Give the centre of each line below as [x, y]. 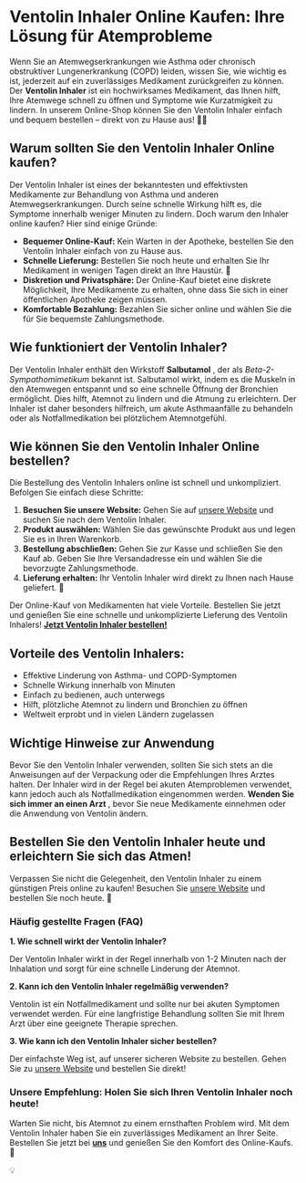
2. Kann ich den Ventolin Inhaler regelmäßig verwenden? [119, 987]
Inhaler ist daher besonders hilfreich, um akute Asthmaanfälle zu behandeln [151, 408]
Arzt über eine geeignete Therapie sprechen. [94, 1023]
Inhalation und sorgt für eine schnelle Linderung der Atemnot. [125, 968]
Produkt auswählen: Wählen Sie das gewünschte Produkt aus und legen [159, 529]
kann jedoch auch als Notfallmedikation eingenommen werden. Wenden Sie [152, 794]
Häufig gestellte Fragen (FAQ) [76, 921]
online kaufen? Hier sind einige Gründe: [83, 223]
